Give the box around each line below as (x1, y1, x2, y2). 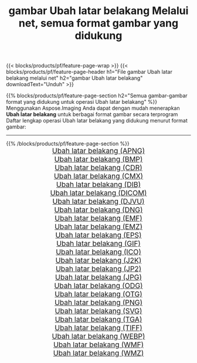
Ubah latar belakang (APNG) (52, 147, 145, 156)
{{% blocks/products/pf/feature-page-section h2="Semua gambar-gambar (6, 92, 188, 99)
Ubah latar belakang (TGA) (55, 315, 142, 324)
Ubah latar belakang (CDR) (55, 163, 142, 172)
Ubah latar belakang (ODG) (54, 281, 143, 291)
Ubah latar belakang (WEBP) (52, 332, 145, 341)
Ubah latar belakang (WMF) (53, 340, 144, 350)
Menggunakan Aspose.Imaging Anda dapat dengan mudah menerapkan (6, 104, 180, 112)
